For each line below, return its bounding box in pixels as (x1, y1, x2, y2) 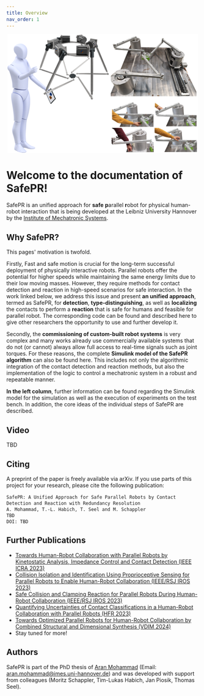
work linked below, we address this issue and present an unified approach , (6, 293, 196, 300)
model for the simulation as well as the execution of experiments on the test (6, 394, 197, 401)
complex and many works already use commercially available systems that (6, 337, 194, 345)
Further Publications (6, 535, 86, 546)
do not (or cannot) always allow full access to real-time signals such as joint (6, 343, 197, 351)
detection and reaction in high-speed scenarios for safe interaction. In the (6, 286, 192, 293)
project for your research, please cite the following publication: (6, 482, 165, 489)
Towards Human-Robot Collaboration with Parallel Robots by (15, 551, 168, 559)
